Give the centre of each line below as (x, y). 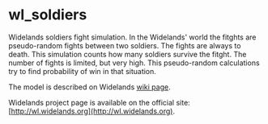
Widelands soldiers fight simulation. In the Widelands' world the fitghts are (132, 37)
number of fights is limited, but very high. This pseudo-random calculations (134, 63)
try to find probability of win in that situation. (82, 71)
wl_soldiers (48, 15)
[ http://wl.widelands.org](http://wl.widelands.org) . (92, 111)
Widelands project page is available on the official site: (99, 102)
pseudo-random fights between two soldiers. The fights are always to (125, 45)
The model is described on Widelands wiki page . (90, 87)
